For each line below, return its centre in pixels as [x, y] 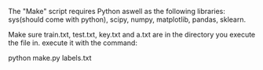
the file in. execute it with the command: [73, 43]
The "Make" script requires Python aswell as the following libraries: [117, 11]
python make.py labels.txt [50, 58]
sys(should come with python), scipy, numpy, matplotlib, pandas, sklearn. [127, 19]
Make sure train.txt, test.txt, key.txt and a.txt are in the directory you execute [132, 35]
